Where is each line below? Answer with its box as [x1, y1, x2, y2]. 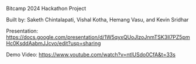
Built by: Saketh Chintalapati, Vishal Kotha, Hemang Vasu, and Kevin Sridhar [6, 16, 189, 23]
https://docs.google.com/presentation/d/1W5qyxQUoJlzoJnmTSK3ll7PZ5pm [6, 34, 190, 40]
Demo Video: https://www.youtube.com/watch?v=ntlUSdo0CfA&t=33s [6, 51, 176, 58]
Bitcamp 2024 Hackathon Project [6, 5, 87, 12]
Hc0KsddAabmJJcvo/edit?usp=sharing [6, 40, 101, 47]
